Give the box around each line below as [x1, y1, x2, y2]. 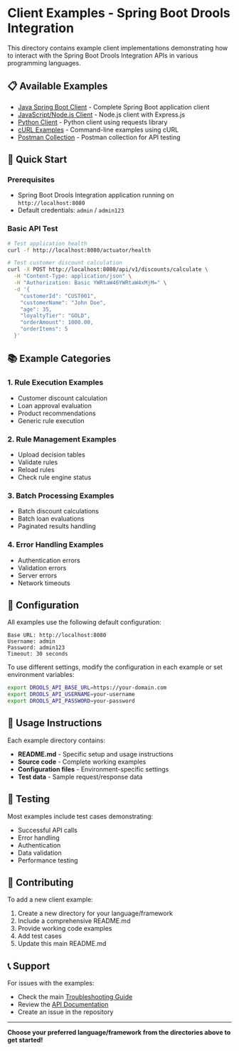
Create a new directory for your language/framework [17, 909, 173, 918]
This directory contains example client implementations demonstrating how [7, 43, 228, 52]
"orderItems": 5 [20, 326, 69, 333]
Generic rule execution [17, 416, 85, 425]
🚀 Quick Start [7, 154, 68, 166]
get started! [7, 1036, 43, 1045]
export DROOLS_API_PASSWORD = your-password [7, 698, 135, 705]
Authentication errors [17, 556, 80, 565]
